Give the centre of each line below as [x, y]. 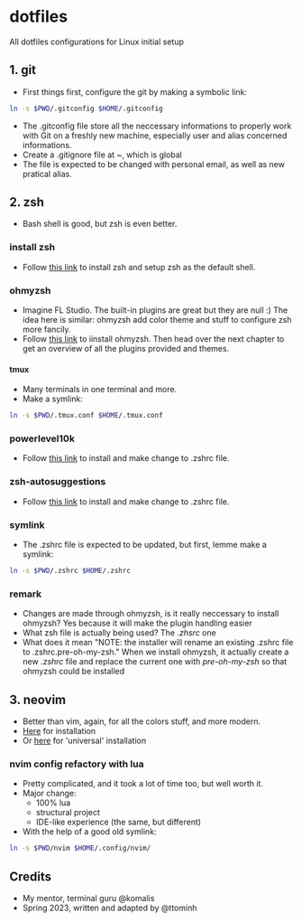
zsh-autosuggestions [58, 482]
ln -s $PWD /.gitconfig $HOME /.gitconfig [87, 108]
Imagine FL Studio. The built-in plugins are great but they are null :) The [155, 310]
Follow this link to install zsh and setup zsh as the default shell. [139, 267]
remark [26, 594]
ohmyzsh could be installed [73, 672]
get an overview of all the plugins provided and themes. [126, 349]
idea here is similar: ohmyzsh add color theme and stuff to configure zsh [157, 320]
